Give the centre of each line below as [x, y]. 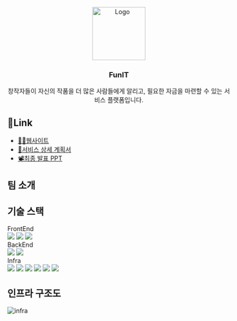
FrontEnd [21, 229]
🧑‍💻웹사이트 [33, 141]
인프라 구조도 [34, 293]
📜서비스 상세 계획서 [44, 150]
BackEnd [20, 245]
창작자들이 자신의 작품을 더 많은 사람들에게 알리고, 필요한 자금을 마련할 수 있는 [115, 91]
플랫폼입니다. [125, 100]
